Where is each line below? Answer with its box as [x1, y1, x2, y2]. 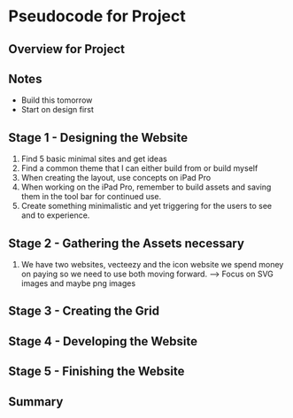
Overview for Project [8, 42, 126, 57]
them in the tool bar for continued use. [20, 191, 162, 202]
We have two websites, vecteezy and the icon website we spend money [20, 259, 284, 270]
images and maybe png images [20, 278, 136, 289]
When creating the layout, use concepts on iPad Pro [20, 173, 212, 183]
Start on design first [20, 104, 95, 115]
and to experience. [20, 210, 90, 221]
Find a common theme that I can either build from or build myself [20, 163, 258, 174]
